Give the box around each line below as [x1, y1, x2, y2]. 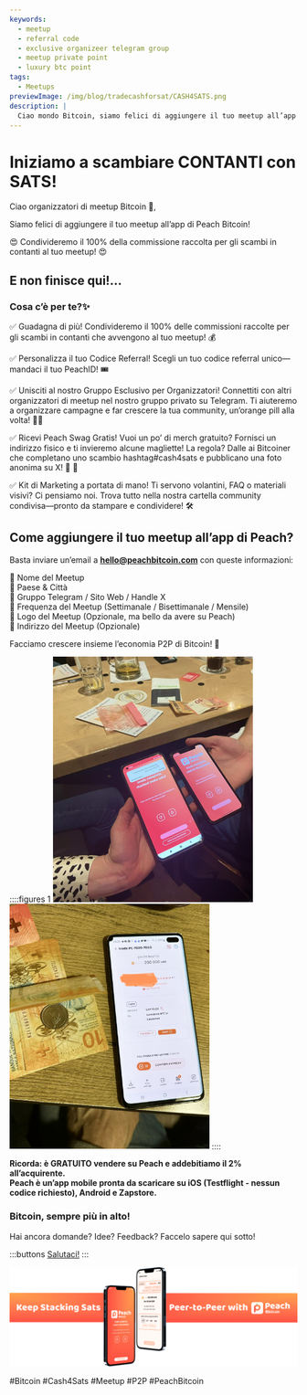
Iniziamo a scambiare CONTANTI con [9, 152, 297, 173]
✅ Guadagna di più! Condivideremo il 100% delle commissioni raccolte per [9, 321, 290, 332]
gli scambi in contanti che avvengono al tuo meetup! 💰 [9, 332, 217, 343]
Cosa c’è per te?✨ [9, 300, 90, 312]
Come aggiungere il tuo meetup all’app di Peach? [9, 530, 294, 545]
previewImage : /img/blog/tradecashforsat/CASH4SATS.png [9, 91, 227, 100]
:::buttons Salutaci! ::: [9, 1248, 90, 1260]
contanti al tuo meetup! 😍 [9, 247, 108, 258]
